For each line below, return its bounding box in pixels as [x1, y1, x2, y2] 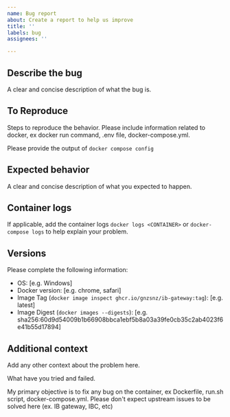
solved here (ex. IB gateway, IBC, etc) [7, 403, 113, 410]
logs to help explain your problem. [32, 227, 128, 236]
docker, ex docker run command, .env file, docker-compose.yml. [7, 131, 190, 139]
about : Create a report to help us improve [7, 16, 134, 23]
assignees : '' [7, 36, 48, 43]
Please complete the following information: [7, 266, 128, 274]
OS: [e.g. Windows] [16, 279, 73, 287]
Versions [7, 247, 47, 259]
